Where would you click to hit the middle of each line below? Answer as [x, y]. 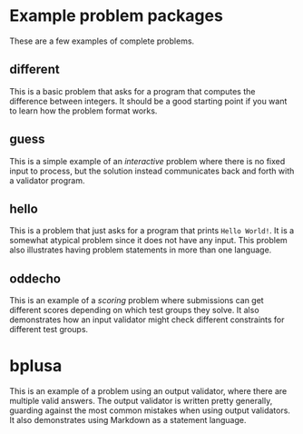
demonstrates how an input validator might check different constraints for [147, 320]
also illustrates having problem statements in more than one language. [141, 250]
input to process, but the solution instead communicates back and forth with [152, 171]
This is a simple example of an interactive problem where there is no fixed [147, 161]
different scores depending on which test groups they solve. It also [135, 311]
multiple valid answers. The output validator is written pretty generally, [141, 401]
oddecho [35, 278]
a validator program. [47, 180]
